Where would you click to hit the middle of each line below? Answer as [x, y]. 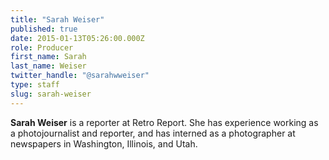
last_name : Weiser [48, 66]
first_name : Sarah [48, 57]
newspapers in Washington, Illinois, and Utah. [104, 143]
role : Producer [42, 47]
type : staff [35, 85]
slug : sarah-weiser [51, 94]
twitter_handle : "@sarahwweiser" [80, 76]
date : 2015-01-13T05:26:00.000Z [77, 38]
